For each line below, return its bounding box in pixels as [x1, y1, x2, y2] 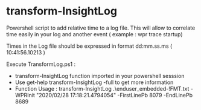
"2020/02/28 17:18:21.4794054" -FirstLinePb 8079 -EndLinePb [36, 91, 193, 99]
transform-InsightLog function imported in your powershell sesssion [14, 72, 185, 79]
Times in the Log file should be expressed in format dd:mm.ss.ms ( [6, 42, 173, 50]
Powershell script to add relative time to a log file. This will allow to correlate [6, 24, 196, 31]
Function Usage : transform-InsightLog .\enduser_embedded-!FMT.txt [14, 85, 190, 92]
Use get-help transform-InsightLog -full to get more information [14, 79, 174, 86]
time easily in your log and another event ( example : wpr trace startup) [6, 30, 183, 37]
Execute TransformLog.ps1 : [6, 60, 76, 68]
